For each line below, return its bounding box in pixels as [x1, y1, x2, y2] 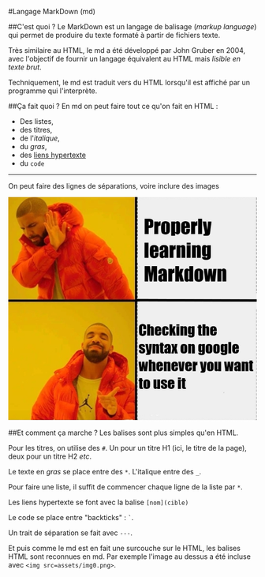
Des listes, [19, 117, 54, 126]
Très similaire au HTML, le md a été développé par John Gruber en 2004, [8, 46, 246, 54]
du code [19, 159, 45, 168]
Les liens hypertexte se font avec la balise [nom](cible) [8, 497, 189, 507]
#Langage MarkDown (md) [8, 7, 96, 16]
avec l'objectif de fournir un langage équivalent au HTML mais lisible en [8, 54, 241, 63]
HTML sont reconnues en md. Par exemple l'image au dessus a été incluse [8, 552, 251, 561]
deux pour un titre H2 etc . [8, 451, 92, 461]
